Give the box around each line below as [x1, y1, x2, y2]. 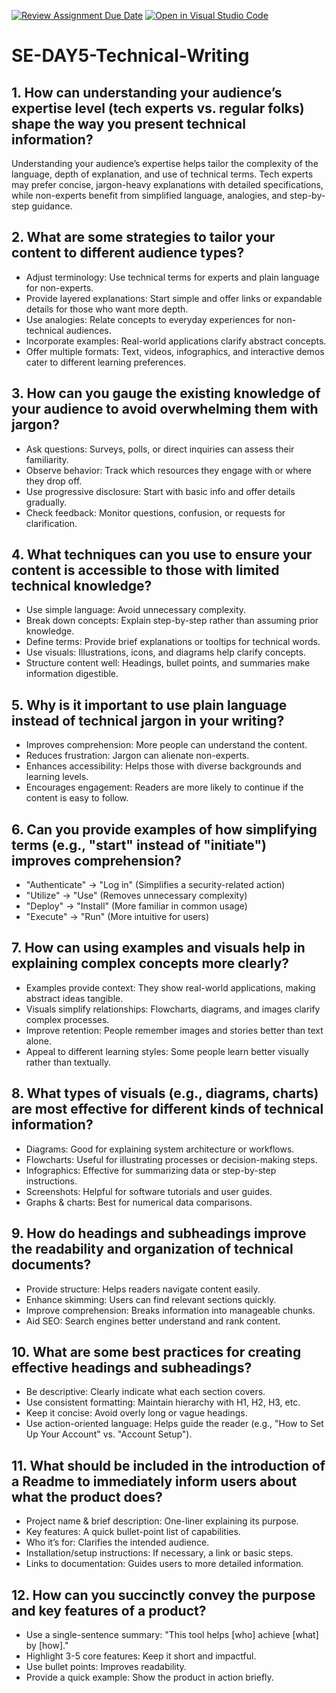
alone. [25, 1035, 52, 1047]
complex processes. [25, 1013, 110, 1025]
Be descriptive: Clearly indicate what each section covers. [25, 1386, 266, 1398]
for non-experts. [25, 281, 94, 294]
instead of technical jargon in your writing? [11, 712, 285, 729]
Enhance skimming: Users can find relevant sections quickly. [25, 1293, 277, 1305]
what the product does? [11, 1488, 163, 1505]
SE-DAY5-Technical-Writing [11, 45, 250, 67]
